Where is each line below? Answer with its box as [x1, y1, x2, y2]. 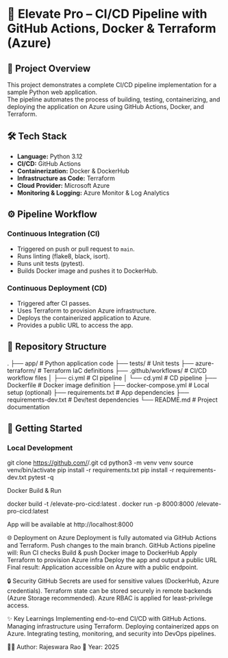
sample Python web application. [7, 88, 98, 96]
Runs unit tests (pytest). [16, 259, 85, 267]
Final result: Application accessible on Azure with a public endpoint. [7, 563, 199, 572]
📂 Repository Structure [7, 341, 107, 352]
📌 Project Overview [7, 62, 91, 74]
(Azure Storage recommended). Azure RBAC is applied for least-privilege [7, 594, 214, 602]
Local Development [7, 443, 73, 452]
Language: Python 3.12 [16, 152, 83, 160]
